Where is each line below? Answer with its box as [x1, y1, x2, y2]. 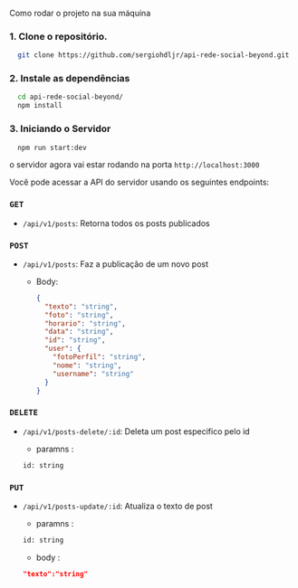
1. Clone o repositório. [9, 30, 108, 43]
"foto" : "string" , [43, 310, 114, 319]
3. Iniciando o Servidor [9, 122, 111, 135]
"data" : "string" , [43, 327, 114, 337]
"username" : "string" [53, 369, 134, 378]
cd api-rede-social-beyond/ [17, 92, 124, 102]
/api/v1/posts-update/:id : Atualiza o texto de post [22, 500, 213, 511]
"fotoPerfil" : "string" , [53, 353, 147, 362]
